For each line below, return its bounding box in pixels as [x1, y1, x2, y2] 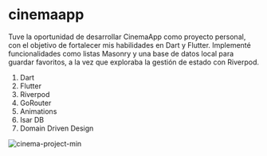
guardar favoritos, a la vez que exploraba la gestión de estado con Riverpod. [8, 57, 260, 67]
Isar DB [19, 115, 45, 124]
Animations [19, 106, 57, 116]
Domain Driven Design [19, 123, 94, 133]
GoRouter [19, 98, 52, 107]
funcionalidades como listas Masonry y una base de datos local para [8, 49, 234, 58]
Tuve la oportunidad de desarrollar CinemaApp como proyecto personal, [8, 32, 246, 41]
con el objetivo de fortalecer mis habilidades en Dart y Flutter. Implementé [8, 40, 251, 49]
